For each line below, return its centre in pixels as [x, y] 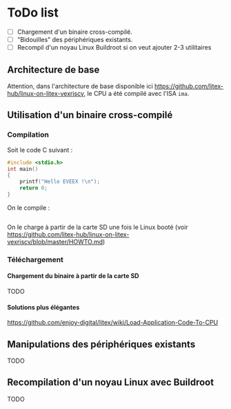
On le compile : [29, 208]
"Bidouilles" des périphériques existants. [75, 40]
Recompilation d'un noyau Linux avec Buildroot [111, 382]
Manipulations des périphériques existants [101, 344]
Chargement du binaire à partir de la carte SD [73, 276]
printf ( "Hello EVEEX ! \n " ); [60, 182]
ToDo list [33, 13]
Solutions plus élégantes [43, 307]
